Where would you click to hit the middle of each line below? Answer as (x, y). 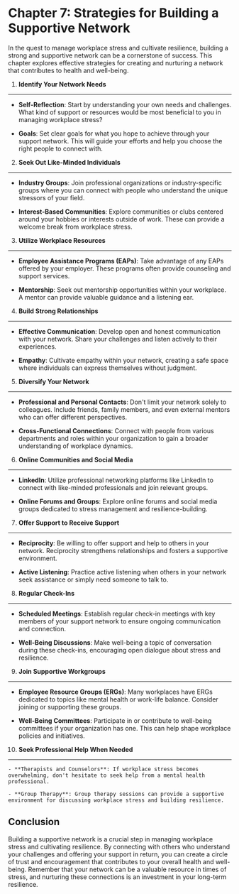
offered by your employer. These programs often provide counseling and (124, 268)
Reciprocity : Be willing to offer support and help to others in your (113, 543)
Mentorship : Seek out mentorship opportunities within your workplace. (122, 290)
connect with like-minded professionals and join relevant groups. (113, 487)
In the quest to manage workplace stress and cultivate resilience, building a (118, 48)
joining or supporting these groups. (70, 707)
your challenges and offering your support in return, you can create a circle (118, 854)
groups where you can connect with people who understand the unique (123, 190)
